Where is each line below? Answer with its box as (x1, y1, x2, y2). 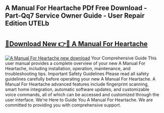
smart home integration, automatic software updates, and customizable (5, 86, 150, 92)
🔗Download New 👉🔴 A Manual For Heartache (5, 39, 148, 48)
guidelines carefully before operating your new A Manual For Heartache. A (5, 76, 156, 82)
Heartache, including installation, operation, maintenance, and (5, 66, 131, 71)
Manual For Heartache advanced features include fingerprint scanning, (5, 81, 149, 87)
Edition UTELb (5, 19, 50, 28)
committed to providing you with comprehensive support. (5, 102, 121, 108)
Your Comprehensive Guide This (91, 55, 157, 61)
